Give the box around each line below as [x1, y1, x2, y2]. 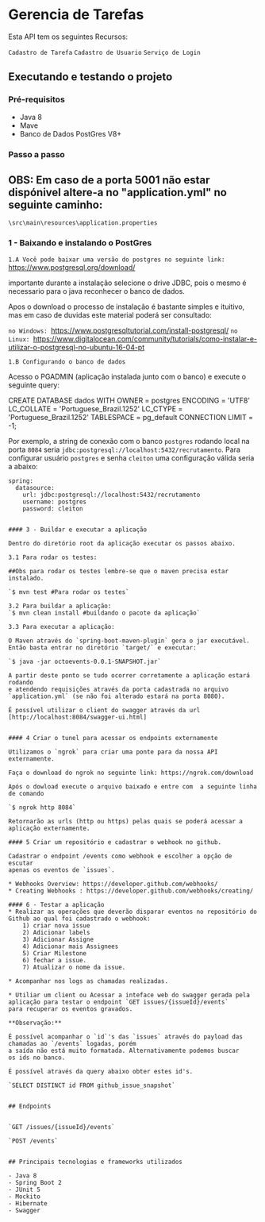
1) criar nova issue [22, 921, 90, 930]
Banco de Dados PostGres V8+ [19, 129, 122, 138]
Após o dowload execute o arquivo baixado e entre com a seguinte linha [8, 782, 258, 791]
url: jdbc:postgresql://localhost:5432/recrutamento [22, 491, 201, 499]
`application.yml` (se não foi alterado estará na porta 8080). [8, 692, 225, 700]
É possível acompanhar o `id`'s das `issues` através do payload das [8, 1032, 244, 1041]
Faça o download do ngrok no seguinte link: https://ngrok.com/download [8, 769, 254, 777]
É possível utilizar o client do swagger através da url [8, 706, 201, 714]
